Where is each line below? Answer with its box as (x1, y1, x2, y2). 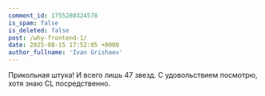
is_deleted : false (8, 26, 69, 34)
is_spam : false (8, 19, 59, 27)
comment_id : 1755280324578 (8, 11, 98, 20)
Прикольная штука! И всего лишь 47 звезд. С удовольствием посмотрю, (8, 71, 258, 79)
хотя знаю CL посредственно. (8, 79, 111, 88)
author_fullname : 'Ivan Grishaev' (8, 48, 124, 56)
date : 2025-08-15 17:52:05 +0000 (8, 41, 120, 49)
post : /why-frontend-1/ (8, 33, 88, 42)
